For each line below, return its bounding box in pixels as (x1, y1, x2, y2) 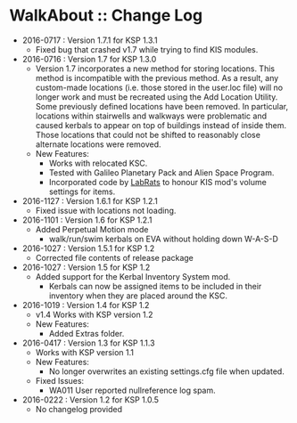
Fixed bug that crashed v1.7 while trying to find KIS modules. (35, 44, 259, 54)
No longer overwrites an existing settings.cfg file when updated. (48, 366, 285, 377)
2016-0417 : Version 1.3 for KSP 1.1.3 (21, 338, 155, 348)
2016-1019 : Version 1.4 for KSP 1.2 (21, 299, 150, 310)
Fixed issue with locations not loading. (35, 205, 177, 216)
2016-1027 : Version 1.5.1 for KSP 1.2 (21, 242, 155, 254)
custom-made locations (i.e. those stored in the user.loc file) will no (35, 82, 284, 93)
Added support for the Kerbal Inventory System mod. (35, 271, 231, 281)
